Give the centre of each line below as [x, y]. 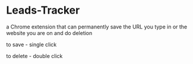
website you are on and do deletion [49, 33]
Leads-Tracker [43, 10]
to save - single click [31, 44]
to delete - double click [34, 56]
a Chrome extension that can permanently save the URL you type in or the [97, 27]
